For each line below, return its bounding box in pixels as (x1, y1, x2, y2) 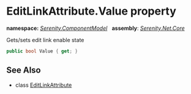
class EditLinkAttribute (15, 81, 72, 89)
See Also (6, 65, 41, 76)
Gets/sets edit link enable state (6, 36, 84, 43)
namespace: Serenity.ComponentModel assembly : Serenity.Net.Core (6, 24, 185, 32)
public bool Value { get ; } (6, 48, 78, 54)
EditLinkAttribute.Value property (6, 4, 176, 18)
